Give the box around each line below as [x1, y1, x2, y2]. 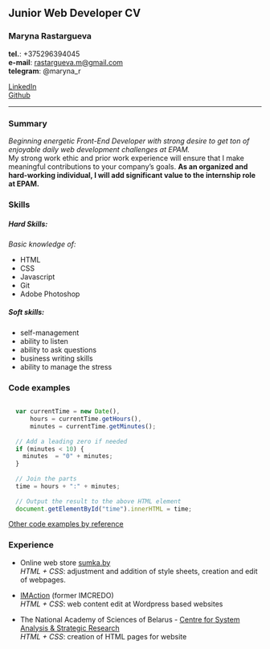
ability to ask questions [19, 345, 97, 354]
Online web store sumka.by [19, 557, 111, 567]
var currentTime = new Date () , [15, 407, 121, 415]
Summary [8, 118, 48, 129]
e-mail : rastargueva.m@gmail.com [8, 57, 123, 67]
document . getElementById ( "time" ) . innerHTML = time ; [15, 505, 193, 513]
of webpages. [19, 575, 66, 585]
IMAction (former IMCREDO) [19, 590, 114, 600]
